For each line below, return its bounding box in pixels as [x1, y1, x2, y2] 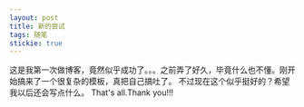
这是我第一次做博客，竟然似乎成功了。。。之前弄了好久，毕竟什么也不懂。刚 [9, 64, 288, 75]
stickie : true [9, 38, 64, 48]
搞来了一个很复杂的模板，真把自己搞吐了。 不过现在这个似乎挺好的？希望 [16, 76, 290, 87]
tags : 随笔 [9, 30, 48, 39]
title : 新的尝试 [9, 22, 65, 31]
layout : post [9, 13, 59, 23]
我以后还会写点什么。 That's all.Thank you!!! [9, 87, 174, 98]
